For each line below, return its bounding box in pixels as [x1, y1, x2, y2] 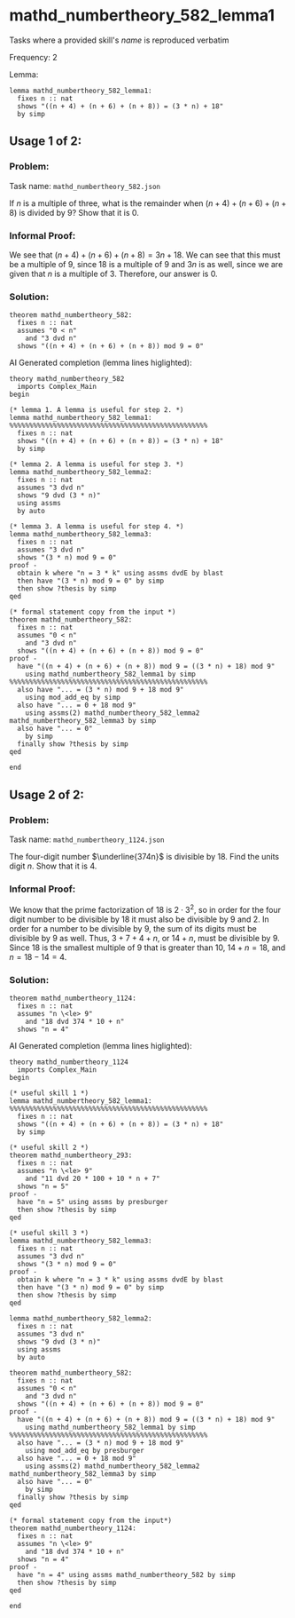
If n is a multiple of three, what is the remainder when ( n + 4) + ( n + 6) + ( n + [9, 197, 287, 209]
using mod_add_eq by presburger [25, 1447, 144, 1455]
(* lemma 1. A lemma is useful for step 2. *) [9, 406, 184, 415]
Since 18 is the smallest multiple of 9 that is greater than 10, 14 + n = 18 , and [9, 942, 286, 953]
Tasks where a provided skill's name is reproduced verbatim [9, 35, 229, 45]
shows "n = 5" [17, 1182, 69, 1191]
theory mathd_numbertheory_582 [9, 375, 125, 384]
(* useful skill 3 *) [9, 1229, 89, 1238]
